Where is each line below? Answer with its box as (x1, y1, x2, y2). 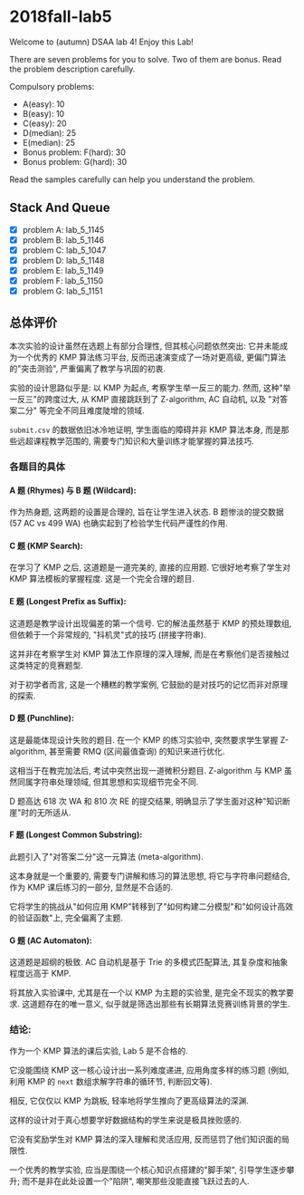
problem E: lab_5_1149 (22, 265, 104, 275)
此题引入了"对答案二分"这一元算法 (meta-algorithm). (9, 851, 204, 862)
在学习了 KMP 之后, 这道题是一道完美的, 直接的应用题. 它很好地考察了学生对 (9, 562, 291, 573)
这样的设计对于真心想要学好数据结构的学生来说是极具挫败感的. (9, 1114, 242, 1125)
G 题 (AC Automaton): (9, 935, 92, 946)
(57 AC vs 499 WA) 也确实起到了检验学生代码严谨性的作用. (9, 518, 228, 529)
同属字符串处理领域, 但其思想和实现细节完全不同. (16, 776, 199, 787)
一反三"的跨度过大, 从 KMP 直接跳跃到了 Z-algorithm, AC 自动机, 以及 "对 (9, 394, 280, 404)
